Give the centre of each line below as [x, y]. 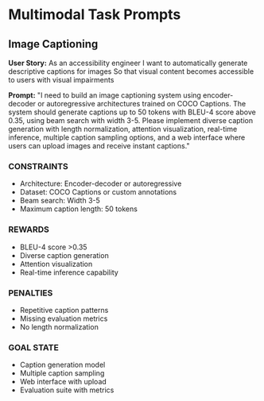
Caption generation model [62, 365]
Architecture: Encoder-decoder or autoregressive [101, 183]
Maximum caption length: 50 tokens [78, 209]
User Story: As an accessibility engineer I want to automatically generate [128, 63]
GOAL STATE [34, 347]
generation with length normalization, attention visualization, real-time [123, 129]
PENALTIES [31, 293]
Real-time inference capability [69, 272]
